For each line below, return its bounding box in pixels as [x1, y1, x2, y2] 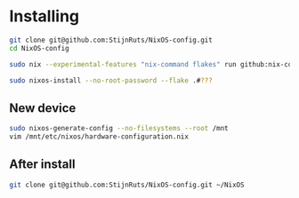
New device [9, 100, 77, 115]
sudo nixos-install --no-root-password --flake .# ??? [9, 75, 214, 85]
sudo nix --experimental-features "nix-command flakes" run [9, 59, 238, 68]
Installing [9, 6, 80, 27]
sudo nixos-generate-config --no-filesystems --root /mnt [9, 124, 229, 133]
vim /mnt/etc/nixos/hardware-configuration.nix [9, 132, 190, 141]
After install [9, 157, 76, 172]
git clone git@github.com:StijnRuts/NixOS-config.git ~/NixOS [9, 180, 245, 189]
